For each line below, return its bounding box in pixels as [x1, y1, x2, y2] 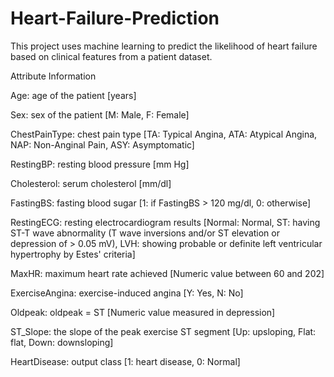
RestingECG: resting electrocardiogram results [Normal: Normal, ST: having [10, 216, 321, 228]
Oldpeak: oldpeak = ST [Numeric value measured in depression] [10, 306, 276, 318]
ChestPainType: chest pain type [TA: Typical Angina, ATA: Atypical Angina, [10, 128, 318, 140]
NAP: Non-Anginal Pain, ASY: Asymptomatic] [10, 138, 195, 151]
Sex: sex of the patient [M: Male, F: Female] [10, 108, 190, 121]
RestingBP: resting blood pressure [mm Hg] [10, 158, 190, 170]
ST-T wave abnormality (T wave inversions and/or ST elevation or [10, 227, 280, 239]
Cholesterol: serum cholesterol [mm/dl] [10, 177, 172, 189]
